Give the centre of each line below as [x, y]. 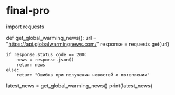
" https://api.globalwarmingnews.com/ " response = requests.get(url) [88, 44]
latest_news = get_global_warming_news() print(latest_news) [79, 86]
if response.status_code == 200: [47, 54]
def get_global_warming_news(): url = [52, 38]
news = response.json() [45, 60]
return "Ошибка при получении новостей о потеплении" [83, 75]
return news [31, 65]
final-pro [28, 11]
